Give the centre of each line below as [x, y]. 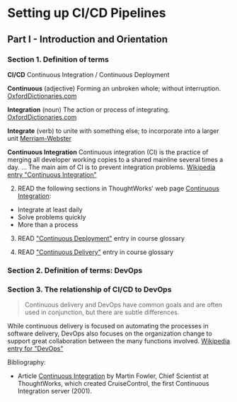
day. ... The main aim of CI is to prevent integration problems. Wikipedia [111, 167]
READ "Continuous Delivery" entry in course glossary [96, 252]
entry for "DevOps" [35, 349]
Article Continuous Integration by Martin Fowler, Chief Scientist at [113, 376]
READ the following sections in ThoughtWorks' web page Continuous [118, 188]
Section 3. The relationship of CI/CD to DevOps [89, 289]
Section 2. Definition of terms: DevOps [75, 270]
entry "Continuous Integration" [52, 174]
